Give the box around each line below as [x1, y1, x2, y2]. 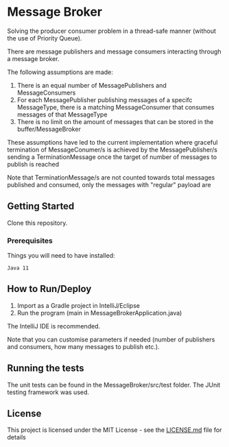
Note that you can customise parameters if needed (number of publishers [7, 335, 215, 343]
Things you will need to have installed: [7, 252, 115, 260]
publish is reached [7, 160, 60, 168]
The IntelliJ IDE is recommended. [7, 322, 101, 330]
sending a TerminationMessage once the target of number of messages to [7, 152, 217, 161]
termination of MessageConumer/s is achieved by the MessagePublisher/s [7, 145, 218, 154]
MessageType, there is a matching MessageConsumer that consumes [16, 103, 215, 111]
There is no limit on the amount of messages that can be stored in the [16, 117, 214, 125]
